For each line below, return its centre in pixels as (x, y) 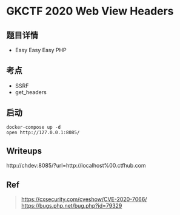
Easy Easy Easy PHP (41, 50)
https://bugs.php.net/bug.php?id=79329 (72, 206)
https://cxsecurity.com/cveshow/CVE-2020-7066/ (84, 199)
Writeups (24, 151)
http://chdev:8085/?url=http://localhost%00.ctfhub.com (76, 166)
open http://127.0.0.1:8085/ (43, 132)
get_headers (31, 92)
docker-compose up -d (34, 127)
